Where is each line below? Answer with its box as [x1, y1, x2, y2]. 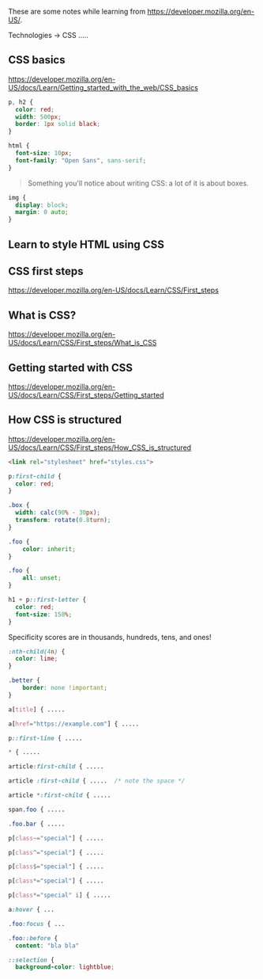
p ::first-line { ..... [8, 734, 83, 742]
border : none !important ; [22, 684, 108, 692]
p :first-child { [8, 472, 62, 480]
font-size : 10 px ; [15, 150, 73, 158]
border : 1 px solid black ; [15, 120, 101, 128]
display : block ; [15, 201, 69, 209]
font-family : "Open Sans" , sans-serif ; [15, 156, 147, 165]
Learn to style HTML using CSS [8, 238, 164, 251]
